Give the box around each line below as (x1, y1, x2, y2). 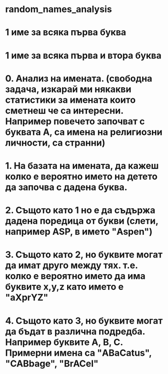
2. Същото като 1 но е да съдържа (5, 205, 155, 216)
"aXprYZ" (5, 292, 48, 303)
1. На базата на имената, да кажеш (5, 160, 159, 171)
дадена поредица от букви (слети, (5, 215, 158, 227)
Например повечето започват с (5, 115, 145, 127)
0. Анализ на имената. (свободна (5, 73, 152, 84)
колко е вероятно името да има (5, 271, 146, 282)
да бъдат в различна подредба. (5, 326, 145, 337)
